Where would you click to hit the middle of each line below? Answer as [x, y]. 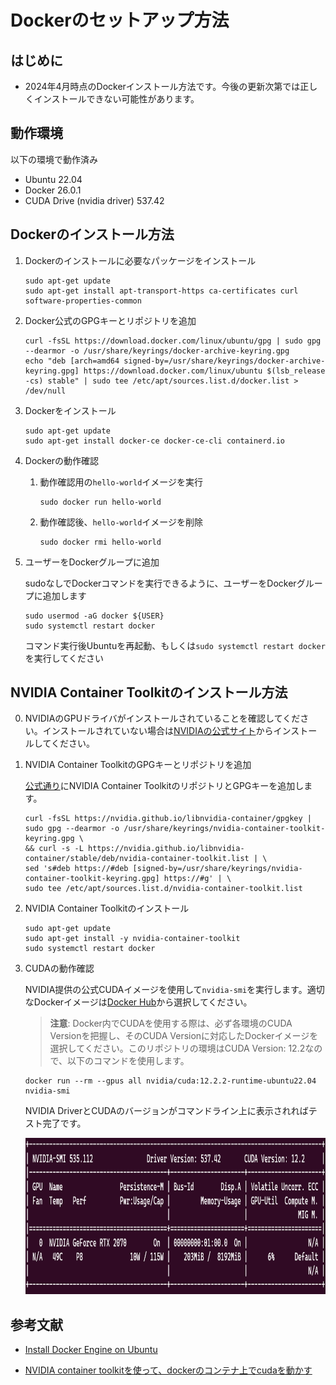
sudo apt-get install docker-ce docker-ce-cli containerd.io [155, 441]
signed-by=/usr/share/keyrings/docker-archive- [224, 361]
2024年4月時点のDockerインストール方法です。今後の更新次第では [162, 86]
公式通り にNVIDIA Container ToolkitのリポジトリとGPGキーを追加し [164, 786]
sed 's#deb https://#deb [76, 869]
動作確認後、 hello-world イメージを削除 [121, 522]
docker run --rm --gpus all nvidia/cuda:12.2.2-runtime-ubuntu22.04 [170, 1081]
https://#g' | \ [197, 879]
